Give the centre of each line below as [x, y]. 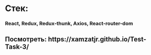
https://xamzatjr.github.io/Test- [97, 39]
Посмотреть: [26, 39]
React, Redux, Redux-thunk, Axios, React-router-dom [69, 24]
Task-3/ [17, 47]
